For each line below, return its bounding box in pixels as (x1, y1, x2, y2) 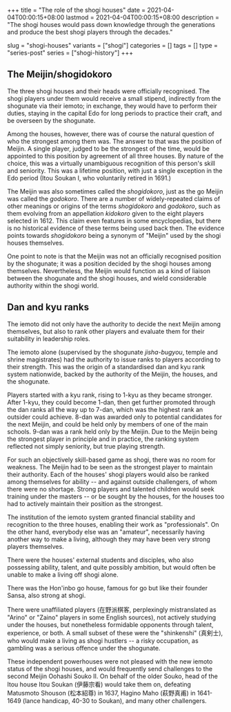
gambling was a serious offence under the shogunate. (7, 644, 161, 652)
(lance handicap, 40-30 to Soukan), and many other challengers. (23, 696, 207, 704)
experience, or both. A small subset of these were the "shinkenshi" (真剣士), (7, 628, 223, 637)
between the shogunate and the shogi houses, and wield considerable (7, 274, 207, 282)
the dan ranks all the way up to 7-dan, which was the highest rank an (7, 405, 203, 413)
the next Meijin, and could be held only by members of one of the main (7, 420, 208, 428)
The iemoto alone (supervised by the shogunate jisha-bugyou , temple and (7, 348, 219, 356)
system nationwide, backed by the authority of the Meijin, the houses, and (7, 370, 218, 378)
